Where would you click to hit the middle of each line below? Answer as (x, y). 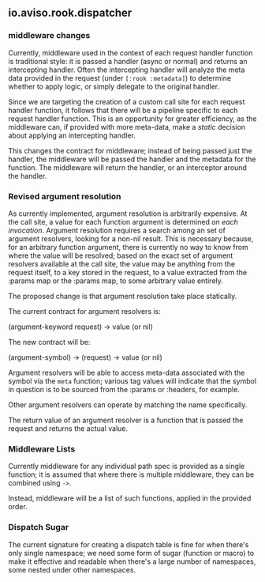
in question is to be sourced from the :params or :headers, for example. (124, 389)
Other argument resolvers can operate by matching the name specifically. (128, 404)
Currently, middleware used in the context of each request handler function (131, 53)
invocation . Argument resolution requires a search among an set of (117, 230)
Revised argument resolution (65, 196)
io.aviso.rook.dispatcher (70, 13)
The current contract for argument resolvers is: (85, 311)
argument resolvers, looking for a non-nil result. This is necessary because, (131, 238)
